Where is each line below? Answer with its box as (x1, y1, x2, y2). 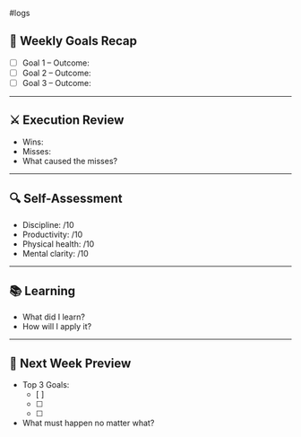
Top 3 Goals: (21, 380, 70, 390)
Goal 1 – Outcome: (21, 57, 90, 68)
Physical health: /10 (21, 238, 95, 249)
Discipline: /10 (21, 219, 74, 230)
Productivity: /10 (21, 229, 83, 240)
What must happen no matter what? (21, 417, 155, 429)
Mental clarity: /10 (21, 248, 90, 258)
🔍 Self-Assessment (9, 191, 123, 206)
